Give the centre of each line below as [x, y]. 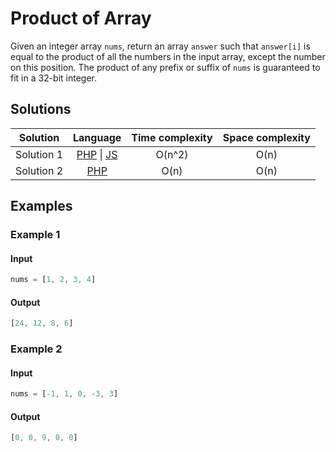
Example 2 [36, 349]
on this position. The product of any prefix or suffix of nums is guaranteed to [165, 67]
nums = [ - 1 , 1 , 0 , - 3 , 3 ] [64, 394]
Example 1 [35, 235]
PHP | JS [97, 154]
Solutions [41, 109]
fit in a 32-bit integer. [54, 78]
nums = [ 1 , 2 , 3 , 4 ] [53, 280]
